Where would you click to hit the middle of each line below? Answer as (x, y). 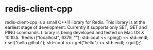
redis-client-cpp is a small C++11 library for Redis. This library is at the (75, 22)
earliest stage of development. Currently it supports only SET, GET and (76, 27)
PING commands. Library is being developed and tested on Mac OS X (75, 32)
